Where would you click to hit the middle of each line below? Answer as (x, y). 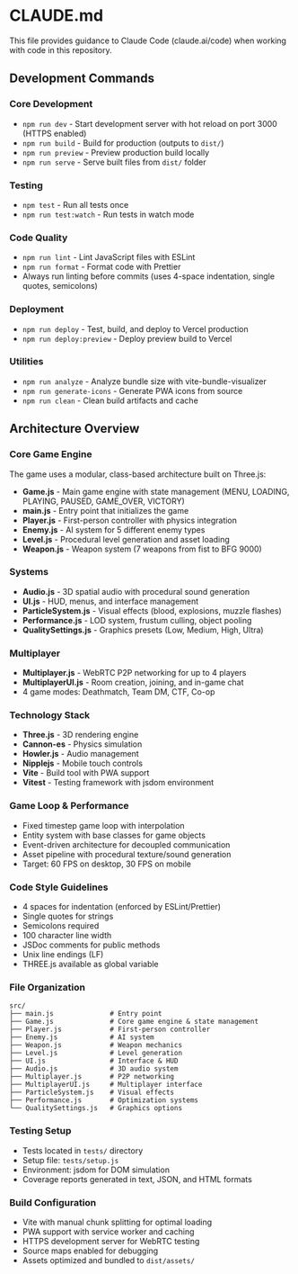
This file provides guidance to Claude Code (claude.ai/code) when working (148, 40)
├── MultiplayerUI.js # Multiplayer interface (106, 1085)
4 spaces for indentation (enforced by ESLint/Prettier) (122, 906)
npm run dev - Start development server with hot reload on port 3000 (150, 123)
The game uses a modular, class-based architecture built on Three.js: (138, 474)
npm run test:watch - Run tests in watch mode (108, 214)
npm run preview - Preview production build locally (116, 152)
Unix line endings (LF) (63, 954)
